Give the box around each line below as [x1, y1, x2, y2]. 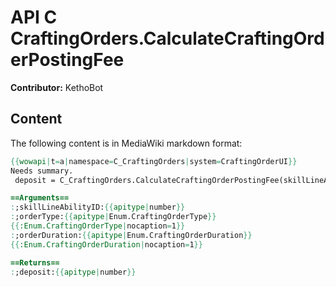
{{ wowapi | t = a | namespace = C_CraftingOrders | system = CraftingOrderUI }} [10, 156, 298, 166]
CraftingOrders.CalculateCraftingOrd [10, 27, 325, 50]
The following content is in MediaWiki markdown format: [10, 137, 243, 149]
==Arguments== [10, 193, 70, 203]
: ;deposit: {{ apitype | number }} [10, 267, 137, 277]
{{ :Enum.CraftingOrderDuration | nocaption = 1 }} [10, 239, 203, 250]
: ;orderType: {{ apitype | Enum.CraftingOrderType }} [10, 212, 217, 222]
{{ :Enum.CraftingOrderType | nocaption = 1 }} [10, 221, 186, 231]
